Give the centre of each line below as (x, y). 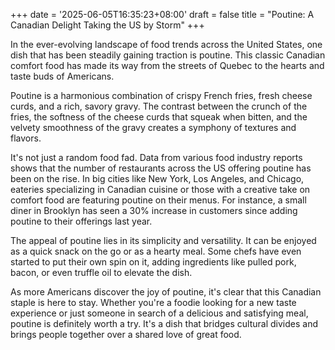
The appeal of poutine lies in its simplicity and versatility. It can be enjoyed (163, 240)
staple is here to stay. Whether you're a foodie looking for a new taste (153, 302)
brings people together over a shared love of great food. (126, 334)
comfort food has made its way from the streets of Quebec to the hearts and (167, 65)
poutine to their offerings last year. (81, 221)
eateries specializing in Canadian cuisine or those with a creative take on (160, 189)
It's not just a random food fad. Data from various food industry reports (156, 157)
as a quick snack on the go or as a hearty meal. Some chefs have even (156, 251)
